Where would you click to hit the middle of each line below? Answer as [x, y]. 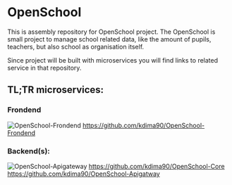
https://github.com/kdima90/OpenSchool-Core [157, 166]
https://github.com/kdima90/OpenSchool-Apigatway [84, 174]
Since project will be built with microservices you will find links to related [113, 60]
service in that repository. [44, 68]
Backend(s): [29, 151]
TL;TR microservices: [56, 90]
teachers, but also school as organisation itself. [76, 46]
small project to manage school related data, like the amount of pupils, [109, 39]
